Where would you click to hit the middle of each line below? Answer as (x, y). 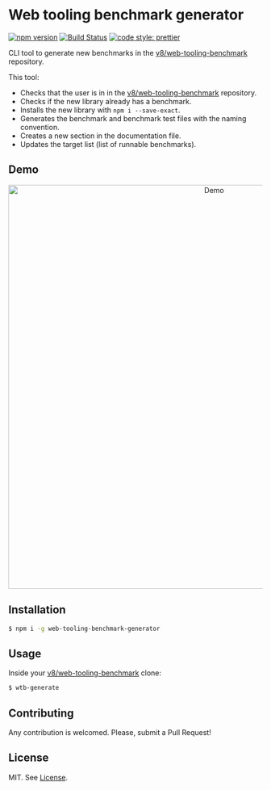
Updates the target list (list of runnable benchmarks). (108, 144)
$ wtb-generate (34, 688)
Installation (37, 610)
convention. (40, 127)
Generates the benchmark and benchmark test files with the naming (133, 118)
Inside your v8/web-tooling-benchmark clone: (85, 673)
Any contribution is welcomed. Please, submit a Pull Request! (110, 732)
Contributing (41, 713)
